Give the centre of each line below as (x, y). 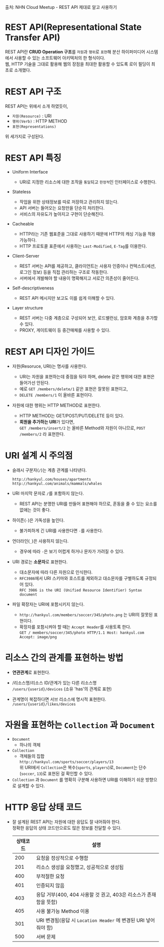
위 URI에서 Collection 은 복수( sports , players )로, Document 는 (78, 767)
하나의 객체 (30, 745)
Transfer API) (33, 38)
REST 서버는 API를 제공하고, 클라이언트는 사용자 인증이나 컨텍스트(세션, (88, 266)
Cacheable (23, 223)
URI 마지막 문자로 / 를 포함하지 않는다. (48, 493)
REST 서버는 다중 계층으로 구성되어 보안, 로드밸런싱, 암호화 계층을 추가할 (88, 318)
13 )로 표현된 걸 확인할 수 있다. (65, 773)
